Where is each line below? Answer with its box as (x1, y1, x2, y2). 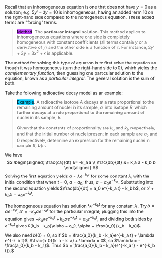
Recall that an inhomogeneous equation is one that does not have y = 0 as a (5, 4, 157, 10)
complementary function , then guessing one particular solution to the (5, 70, 144, 76)
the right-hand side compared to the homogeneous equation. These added (5, 15, 155, 20)
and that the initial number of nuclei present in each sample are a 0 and (16, 131, 158, 138)
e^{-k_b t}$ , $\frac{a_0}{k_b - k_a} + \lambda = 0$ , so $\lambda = (5, 238, 137, 243)
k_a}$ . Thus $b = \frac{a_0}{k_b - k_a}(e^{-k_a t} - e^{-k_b (38, 242, 155, 249)
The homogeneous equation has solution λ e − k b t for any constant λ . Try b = (5, 202, 155, 209)
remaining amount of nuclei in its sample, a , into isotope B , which (16, 104, 147, 110)
